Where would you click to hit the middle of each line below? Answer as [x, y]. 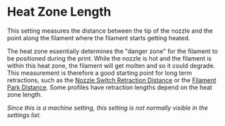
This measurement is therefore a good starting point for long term [100, 73]
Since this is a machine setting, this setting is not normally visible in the [108, 108]
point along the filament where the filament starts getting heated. [98, 37]
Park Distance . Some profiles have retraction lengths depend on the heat [110, 87]
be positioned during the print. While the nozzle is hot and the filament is [109, 58]
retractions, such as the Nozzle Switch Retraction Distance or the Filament [112, 80]
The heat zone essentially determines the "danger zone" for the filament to [112, 51]
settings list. [24, 115]
